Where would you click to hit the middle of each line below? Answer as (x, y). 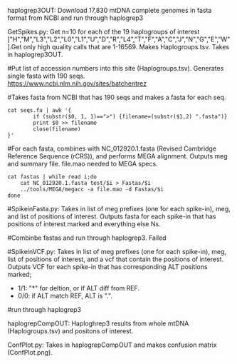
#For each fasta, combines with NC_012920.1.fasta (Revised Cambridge (112, 148)
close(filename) (57, 129)
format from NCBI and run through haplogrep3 (75, 18)
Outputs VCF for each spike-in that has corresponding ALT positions (107, 267)
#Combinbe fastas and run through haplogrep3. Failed (87, 238)
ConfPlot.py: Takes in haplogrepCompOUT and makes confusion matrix (112, 345)
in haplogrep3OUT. (35, 54)
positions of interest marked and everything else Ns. (84, 224)
